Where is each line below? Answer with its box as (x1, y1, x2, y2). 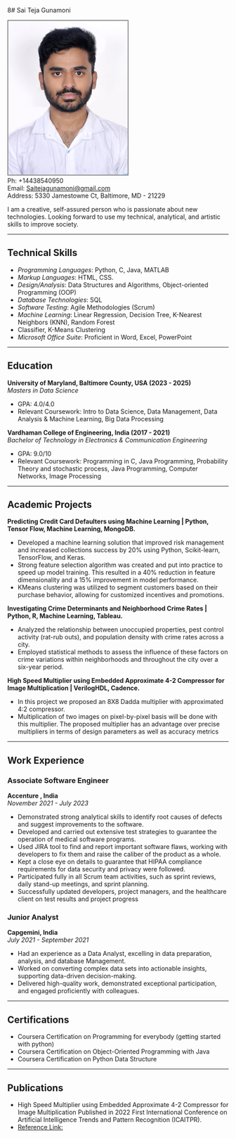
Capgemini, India (7, 928, 58, 937)
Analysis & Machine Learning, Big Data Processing (17, 414, 164, 423)
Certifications (7, 1014, 70, 1025)
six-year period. (17, 663, 64, 671)
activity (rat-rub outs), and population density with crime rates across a (17, 633, 224, 641)
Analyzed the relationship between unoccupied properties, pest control (17, 625, 224, 634)
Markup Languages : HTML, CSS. (17, 273, 114, 281)
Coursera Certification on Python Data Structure (17, 1055, 157, 1063)
